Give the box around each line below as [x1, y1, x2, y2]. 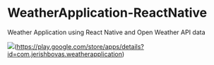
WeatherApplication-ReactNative [7, 5, 207, 21]
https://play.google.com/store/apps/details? [16, 42, 145, 50]
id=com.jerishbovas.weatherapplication [7, 50, 122, 58]
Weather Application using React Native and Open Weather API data [7, 28, 206, 36]
